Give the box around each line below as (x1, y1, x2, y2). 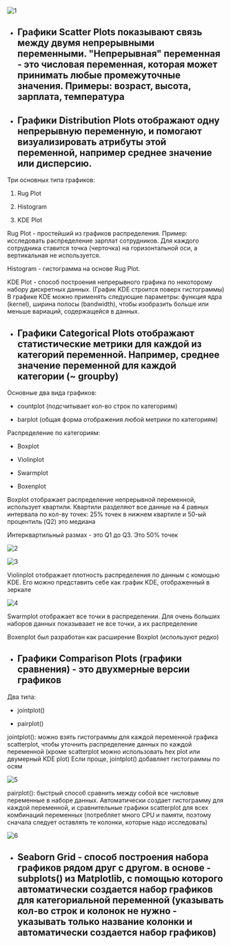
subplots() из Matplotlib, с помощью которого (17, 873, 223, 885)
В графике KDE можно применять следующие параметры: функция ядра (7, 293, 223, 301)
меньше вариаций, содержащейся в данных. (7, 307, 140, 316)
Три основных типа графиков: (7, 176, 95, 184)
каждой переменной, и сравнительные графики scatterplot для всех (7, 803, 209, 811)
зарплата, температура (17, 91, 125, 103)
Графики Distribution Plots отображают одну (17, 114, 220, 126)
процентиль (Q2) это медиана (7, 518, 96, 526)
